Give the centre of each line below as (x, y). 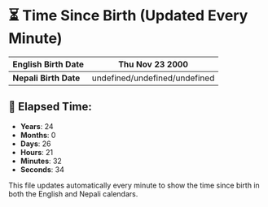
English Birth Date (48, 64)
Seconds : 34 (42, 169)
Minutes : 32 (41, 161)
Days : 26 (35, 144)
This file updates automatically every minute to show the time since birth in (134, 185)
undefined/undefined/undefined (153, 78)
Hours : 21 (37, 152)
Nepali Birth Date (46, 78)
